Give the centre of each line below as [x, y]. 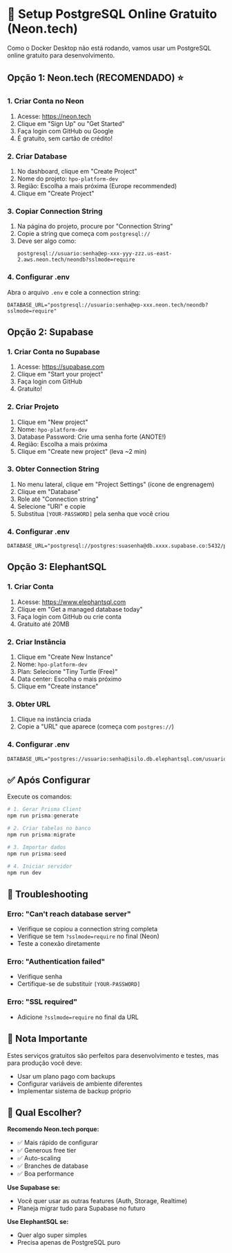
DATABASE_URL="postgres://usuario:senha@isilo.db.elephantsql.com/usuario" [118, 759]
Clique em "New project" [52, 422]
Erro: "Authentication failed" [56, 962]
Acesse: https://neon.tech [54, 116]
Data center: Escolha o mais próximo [69, 679]
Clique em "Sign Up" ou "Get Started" [71, 123]
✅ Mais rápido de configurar [57, 1143]
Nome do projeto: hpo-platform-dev [68, 179]
